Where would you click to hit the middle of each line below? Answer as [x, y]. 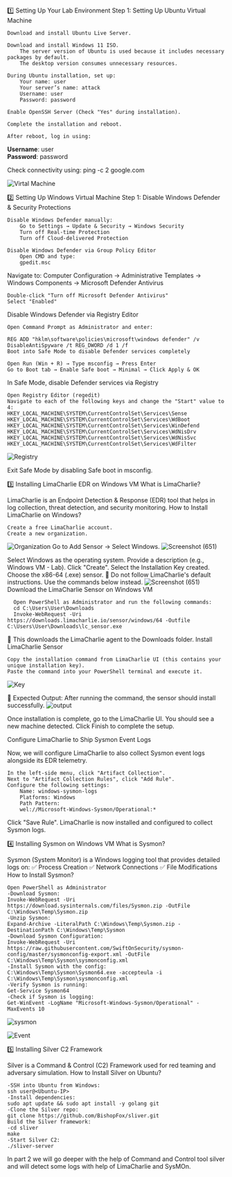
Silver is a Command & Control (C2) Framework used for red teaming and [111, 1065]
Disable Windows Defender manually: [60, 220]
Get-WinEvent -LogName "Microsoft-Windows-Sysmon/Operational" [100, 1003]
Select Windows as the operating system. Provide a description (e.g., [106, 560]
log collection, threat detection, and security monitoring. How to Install [107, 507]
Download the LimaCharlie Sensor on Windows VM [80, 590]
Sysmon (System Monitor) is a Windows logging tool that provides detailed [114, 860]
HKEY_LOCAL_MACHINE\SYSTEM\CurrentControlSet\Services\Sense [97, 414]
